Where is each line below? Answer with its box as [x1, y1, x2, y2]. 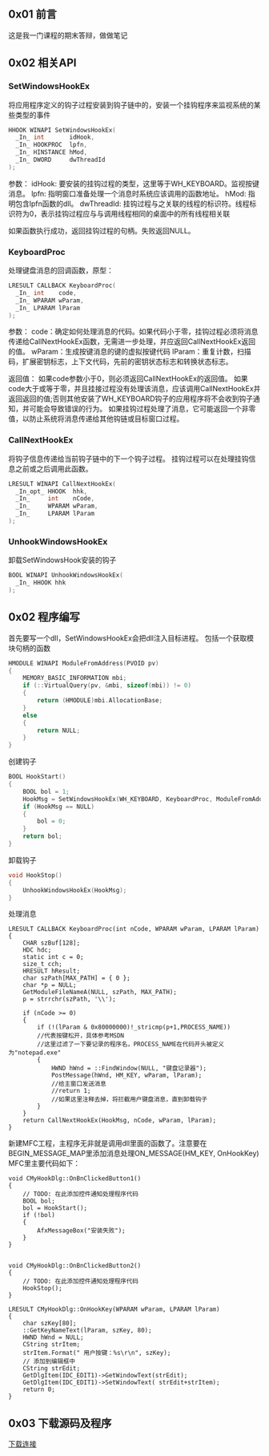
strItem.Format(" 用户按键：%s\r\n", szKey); [22, 1349, 171, 1357]
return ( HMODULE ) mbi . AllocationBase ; [37, 697, 163, 705]
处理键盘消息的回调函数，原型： [8, 265, 114, 275]
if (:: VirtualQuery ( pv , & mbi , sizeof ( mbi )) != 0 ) [22, 681, 192, 690]
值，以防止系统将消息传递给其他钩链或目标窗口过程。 [8, 414, 184, 423]
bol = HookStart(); [22, 1204, 88, 1212]
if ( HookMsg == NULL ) [22, 803, 94, 811]
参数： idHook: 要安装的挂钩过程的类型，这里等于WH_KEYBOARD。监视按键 [8, 179, 260, 188]
